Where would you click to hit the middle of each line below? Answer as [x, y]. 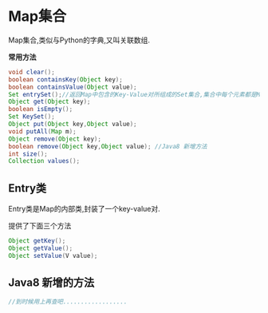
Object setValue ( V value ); [53, 256]
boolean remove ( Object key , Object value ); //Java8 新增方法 [108, 146]
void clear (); [32, 72]
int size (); [28, 154]
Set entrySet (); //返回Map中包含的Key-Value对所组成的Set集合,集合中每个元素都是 [132, 94]
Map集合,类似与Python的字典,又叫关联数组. [79, 40]
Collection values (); [44, 161]
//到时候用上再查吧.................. [68, 301]
